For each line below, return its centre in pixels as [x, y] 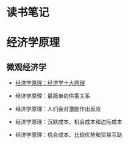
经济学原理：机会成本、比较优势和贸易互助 [69, 135]
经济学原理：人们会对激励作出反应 [58, 109]
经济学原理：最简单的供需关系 [52, 96]
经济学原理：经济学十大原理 [50, 83]
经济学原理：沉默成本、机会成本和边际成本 [69, 122]
